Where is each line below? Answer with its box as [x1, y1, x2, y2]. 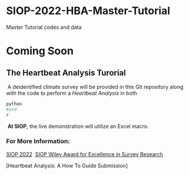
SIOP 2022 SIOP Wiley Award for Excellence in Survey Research [6, 150, 163, 157]
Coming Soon [6, 44, 74, 58]
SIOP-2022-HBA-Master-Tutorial [6, 4, 171, 18]
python [6, 101, 22, 107]
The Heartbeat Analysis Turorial [6, 68, 127, 78]
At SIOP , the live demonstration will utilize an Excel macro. [7, 123, 149, 130]
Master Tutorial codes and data [6, 24, 82, 31]
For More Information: [6, 137, 71, 146]
